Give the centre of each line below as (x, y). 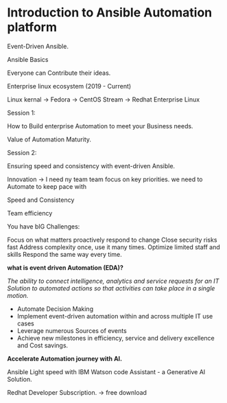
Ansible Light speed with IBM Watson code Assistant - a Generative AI (106, 371)
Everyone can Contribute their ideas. (59, 73)
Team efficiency (30, 213)
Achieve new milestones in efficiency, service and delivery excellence (116, 338)
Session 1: (21, 113)
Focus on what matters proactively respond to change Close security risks (112, 240)
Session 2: (22, 152)
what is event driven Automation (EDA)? (65, 267)
